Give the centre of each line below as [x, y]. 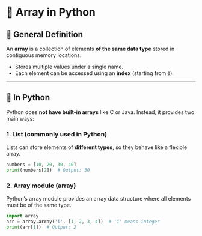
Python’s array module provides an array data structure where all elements [99, 199]
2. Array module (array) [41, 186]
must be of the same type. [39, 205]
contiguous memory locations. [44, 55]
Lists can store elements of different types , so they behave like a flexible [97, 147]
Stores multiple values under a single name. [69, 67]
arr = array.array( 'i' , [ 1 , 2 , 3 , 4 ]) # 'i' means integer [83, 222]
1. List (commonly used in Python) [57, 134]
